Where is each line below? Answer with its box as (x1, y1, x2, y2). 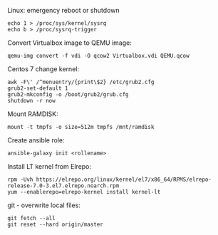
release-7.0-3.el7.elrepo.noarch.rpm (7, 182, 120, 189)
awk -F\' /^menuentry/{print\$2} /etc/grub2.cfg (7, 78, 155, 85)
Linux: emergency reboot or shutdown (7, 6, 120, 14)
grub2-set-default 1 (7, 85, 69, 92)
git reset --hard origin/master (7, 221, 103, 228)
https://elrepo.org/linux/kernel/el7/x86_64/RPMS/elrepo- (36, 176, 212, 183)
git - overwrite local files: (7, 201, 81, 209)
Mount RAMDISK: (7, 110, 58, 118)
